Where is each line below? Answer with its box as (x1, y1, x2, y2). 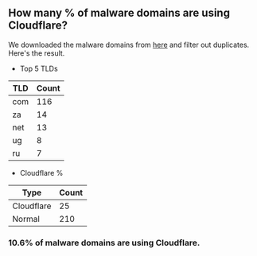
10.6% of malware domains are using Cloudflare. (8, 237, 201, 248)
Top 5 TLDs (19, 64, 58, 73)
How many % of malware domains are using (8, 6, 231, 20)
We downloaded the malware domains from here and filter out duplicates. (8, 40, 250, 49)
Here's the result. (8, 48, 65, 58)
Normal (12, 213, 40, 224)
